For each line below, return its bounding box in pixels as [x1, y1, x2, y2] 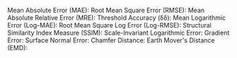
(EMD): [7, 44, 28, 52]
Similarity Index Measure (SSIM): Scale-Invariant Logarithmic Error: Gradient [7, 28, 230, 37]
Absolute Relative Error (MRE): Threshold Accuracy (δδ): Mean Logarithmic [7, 13, 226, 22]
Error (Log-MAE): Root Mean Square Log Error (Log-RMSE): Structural [7, 21, 212, 29]
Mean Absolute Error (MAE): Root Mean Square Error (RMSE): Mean [7, 6, 205, 14]
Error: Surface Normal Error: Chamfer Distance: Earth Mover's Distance [7, 36, 215, 45]
